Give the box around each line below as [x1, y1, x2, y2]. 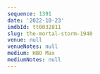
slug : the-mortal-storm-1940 [7, 30, 93, 37]
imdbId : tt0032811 [7, 23, 61, 30]
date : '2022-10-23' [7, 17, 65, 24]
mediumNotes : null [7, 56, 61, 63]
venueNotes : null [7, 43, 58, 50]
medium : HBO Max [7, 50, 55, 57]
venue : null [7, 37, 42, 44]
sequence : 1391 [7, 10, 52, 18]
